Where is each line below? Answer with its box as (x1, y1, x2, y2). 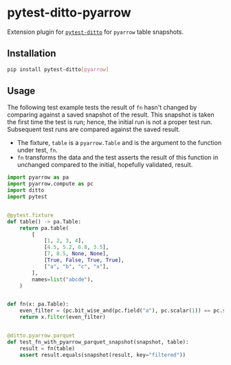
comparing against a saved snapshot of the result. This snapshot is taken (7, 110, 214, 119)
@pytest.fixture (7, 212, 54, 219)
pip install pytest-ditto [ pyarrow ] (7, 66, 109, 73)
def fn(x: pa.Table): (7, 301, 69, 308)
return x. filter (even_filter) (19, 314, 107, 321)
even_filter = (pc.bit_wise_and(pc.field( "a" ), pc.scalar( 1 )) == (19, 307, 211, 315)
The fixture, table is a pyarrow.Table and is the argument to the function (16, 139, 222, 147)
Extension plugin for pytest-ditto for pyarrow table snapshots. (7, 28, 184, 36)
